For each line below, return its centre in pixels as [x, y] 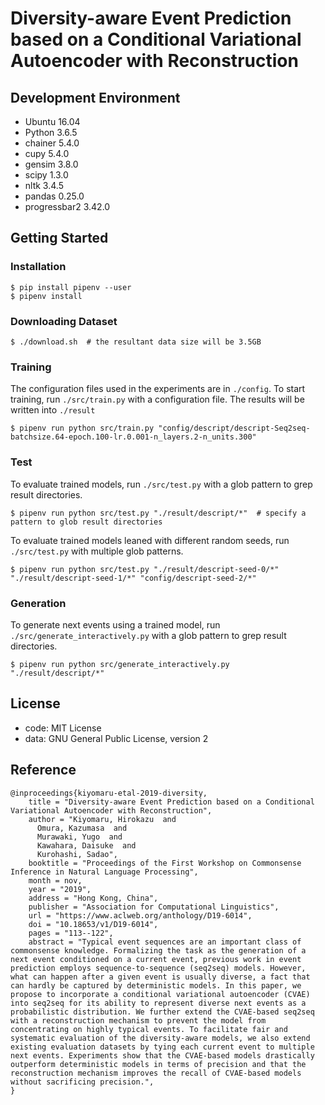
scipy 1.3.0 [46, 175]
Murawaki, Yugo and [79, 837]
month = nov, [55, 880]
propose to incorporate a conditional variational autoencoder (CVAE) [160, 994]
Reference [43, 770]
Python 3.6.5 [51, 132]
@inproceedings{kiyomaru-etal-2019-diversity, [109, 793]
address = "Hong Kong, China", [93, 898]
